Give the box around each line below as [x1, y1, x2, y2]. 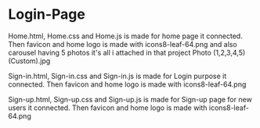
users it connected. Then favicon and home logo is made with [8, 103, 208, 112]
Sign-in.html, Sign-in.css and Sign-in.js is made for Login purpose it [8, 71, 227, 80]
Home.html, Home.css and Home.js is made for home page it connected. [8, 31, 243, 41]
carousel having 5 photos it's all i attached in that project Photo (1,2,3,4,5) [8, 48, 246, 57]
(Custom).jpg [8, 56, 51, 66]
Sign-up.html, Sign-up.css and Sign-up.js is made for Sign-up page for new [8, 94, 252, 104]
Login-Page [8, 5, 86, 23]
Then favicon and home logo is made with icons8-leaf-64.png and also [8, 39, 237, 48]
